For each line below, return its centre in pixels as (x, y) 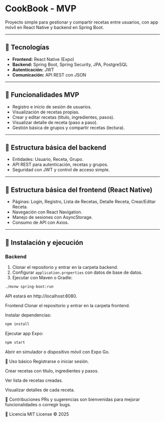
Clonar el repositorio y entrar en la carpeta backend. (65, 267)
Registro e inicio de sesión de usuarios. (52, 106)
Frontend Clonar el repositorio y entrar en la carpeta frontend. (68, 305)
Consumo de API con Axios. (41, 223)
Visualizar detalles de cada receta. (40, 390)
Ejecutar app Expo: (24, 333)
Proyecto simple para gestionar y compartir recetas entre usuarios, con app (82, 22)
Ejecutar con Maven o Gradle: (42, 277)
